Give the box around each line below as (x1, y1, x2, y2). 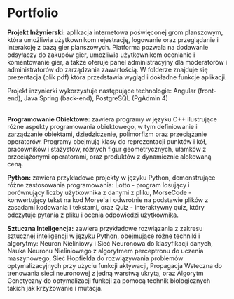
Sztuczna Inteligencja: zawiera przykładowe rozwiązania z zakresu (7, 224, 203, 232)
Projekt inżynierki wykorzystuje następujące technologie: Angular (7, 86, 196, 95)
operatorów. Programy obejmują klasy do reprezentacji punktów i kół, (7, 137, 207, 145)
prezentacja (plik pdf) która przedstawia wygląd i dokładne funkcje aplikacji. (7, 72, 227, 81)
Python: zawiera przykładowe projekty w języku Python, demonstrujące (7, 173, 216, 182)
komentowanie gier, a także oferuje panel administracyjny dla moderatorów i (7, 58, 228, 66)
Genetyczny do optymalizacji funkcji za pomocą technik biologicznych (7, 276, 211, 285)
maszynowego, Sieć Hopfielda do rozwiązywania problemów (7, 254, 184, 263)
